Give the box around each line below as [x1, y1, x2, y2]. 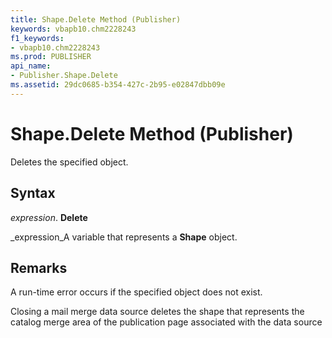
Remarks [10, 259, 68, 276]
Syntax [10, 185, 56, 202]
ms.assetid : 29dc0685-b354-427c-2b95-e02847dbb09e [10, 80, 226, 90]
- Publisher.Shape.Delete [10, 71, 118, 81]
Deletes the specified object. [10, 156, 129, 168]
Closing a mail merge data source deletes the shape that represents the [10, 306, 305, 318]
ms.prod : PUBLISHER [10, 52, 92, 62]
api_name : [10, 61, 52, 71]
